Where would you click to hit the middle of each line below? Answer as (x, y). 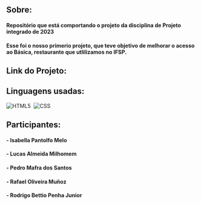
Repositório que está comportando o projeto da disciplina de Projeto (94, 25)
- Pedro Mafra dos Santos (39, 168)
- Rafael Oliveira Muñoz (36, 181)
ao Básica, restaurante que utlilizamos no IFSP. (67, 52)
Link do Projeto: (36, 71)
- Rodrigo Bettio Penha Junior (44, 195)
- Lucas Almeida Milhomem (41, 154)
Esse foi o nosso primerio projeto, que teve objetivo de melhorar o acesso (100, 45)
